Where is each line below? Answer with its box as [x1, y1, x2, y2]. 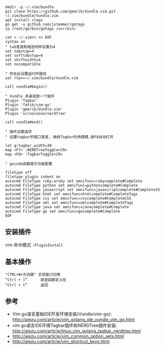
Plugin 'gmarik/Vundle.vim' [5, 107, 63, 112]
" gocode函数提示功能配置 [5, 161, 53, 166]
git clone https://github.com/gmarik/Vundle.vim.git [5, 9, 116, 14]
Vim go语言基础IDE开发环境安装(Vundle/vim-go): [12, 311, 112, 317]
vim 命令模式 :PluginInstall [5, 242, 63, 248]
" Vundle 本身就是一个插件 [5, 94, 55, 99]
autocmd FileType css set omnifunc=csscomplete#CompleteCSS [5, 196, 132, 201]
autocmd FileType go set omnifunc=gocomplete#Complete [5, 209, 121, 214]
